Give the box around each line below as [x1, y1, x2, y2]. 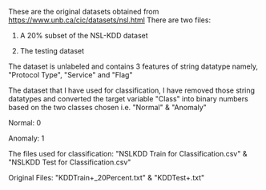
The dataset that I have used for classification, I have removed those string [8, 85, 255, 95]
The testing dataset [19, 46, 85, 55]
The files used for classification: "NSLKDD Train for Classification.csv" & [8, 149, 248, 158]
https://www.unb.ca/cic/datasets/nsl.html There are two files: [8, 15, 211, 25]
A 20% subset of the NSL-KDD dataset [19, 31, 148, 40]
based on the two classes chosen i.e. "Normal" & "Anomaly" [8, 103, 207, 112]
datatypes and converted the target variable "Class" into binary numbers [8, 94, 248, 103]
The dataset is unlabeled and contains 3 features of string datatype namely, [8, 61, 259, 71]
